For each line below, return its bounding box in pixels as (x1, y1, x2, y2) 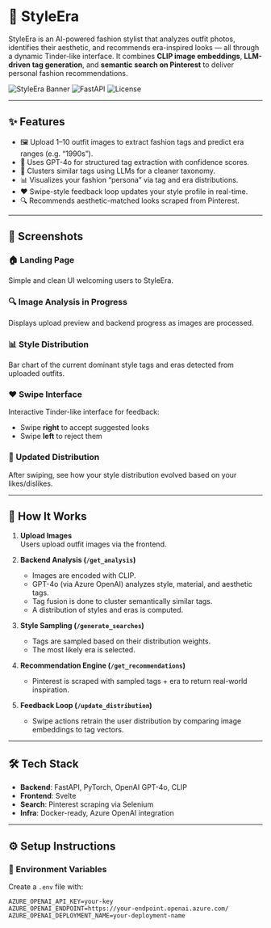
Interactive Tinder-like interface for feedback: (8, 407, 160, 417)
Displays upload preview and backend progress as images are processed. (8, 318, 254, 327)
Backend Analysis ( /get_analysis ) (19, 555, 136, 565)
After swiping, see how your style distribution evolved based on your (8, 470, 237, 479)
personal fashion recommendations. (8, 68, 128, 78)
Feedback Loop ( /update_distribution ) (19, 701, 152, 711)
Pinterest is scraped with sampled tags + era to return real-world (31, 677, 248, 686)
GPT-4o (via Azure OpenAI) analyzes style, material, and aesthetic (31, 580, 252, 589)
